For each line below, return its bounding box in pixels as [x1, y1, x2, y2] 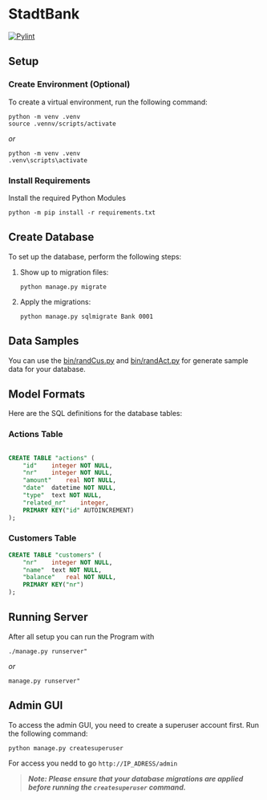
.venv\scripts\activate [8, 156, 88, 165]
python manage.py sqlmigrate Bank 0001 [19, 312, 154, 320]
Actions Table [8, 429, 63, 440]
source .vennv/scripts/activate [8, 120, 116, 128]
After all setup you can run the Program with [8, 631, 155, 641]
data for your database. [8, 364, 86, 373]
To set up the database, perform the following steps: [8, 251, 182, 261]
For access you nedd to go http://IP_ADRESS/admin [8, 758, 178, 768]
